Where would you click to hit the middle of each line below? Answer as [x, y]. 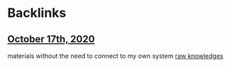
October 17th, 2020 [51, 39]
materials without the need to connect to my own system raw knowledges [116, 56]
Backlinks [37, 13]
